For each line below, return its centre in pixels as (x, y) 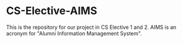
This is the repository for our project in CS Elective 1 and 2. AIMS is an (91, 27)
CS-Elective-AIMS (52, 11)
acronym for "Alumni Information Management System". (74, 33)
